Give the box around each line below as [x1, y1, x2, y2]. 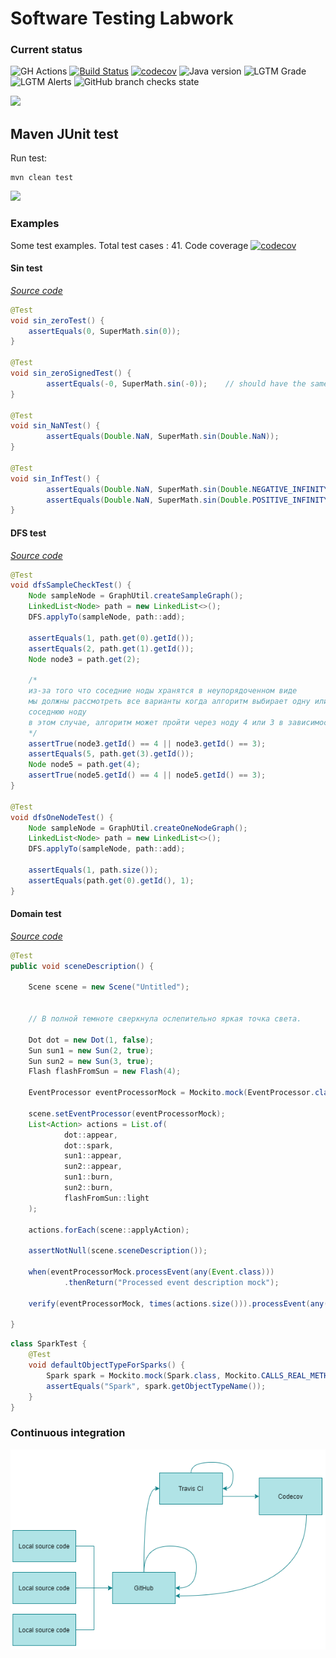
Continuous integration [10, 1426, 126, 1440]
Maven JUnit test [10, 125, 119, 142]
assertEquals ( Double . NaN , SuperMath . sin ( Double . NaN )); [46, 432, 280, 442]
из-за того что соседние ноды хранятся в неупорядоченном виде [28, 686, 298, 696]
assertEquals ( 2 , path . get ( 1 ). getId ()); [28, 643, 195, 654]
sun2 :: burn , [63, 1183, 114, 1193]
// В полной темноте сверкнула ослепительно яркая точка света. [28, 1014, 302, 1024]
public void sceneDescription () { [10, 961, 155, 971]
